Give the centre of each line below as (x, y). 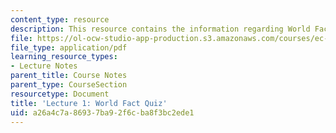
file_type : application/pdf (69, 47)
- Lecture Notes (44, 66)
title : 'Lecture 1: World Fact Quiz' (89, 103)
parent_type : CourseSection (69, 85)
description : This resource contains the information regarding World (160, 29)
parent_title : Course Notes (69, 76)
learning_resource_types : (64, 57)
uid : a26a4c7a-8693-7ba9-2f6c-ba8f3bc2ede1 (102, 112)
